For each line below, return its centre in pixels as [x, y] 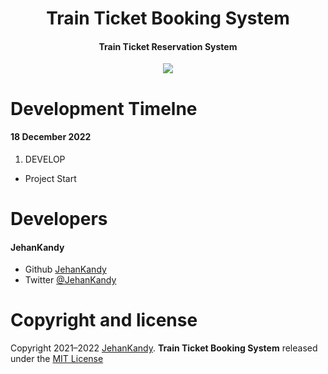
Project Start [50, 178]
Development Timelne [104, 108]
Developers [59, 218]
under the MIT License [57, 359]
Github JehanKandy [65, 269]
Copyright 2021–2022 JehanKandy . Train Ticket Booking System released [164, 348]
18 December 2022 [51, 137]
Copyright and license [104, 320]
